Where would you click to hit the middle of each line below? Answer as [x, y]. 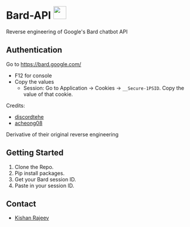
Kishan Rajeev [32, 218]
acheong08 [28, 123]
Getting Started [35, 153]
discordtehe [29, 116]
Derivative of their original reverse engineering [62, 134]
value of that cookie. [48, 94]
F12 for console [33, 75]
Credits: [16, 105]
